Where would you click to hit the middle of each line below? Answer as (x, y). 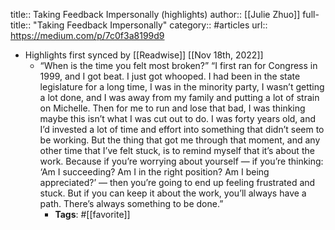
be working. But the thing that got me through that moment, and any (180, 140)
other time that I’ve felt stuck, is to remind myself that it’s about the (177, 150)
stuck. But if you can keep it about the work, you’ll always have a (173, 193)
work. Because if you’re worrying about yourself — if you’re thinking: (181, 161)
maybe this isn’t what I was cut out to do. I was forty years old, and (178, 118)
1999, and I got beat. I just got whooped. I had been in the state (170, 76)
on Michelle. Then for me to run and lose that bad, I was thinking (172, 108)
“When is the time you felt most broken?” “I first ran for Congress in (178, 65)
